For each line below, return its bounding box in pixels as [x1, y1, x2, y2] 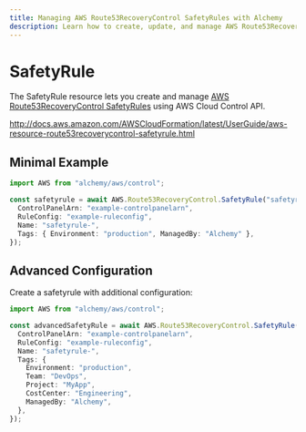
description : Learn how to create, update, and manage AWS [9, 22, 239, 31]
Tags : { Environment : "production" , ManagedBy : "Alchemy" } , [17, 229, 255, 238]
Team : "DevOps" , [25, 372, 88, 381]
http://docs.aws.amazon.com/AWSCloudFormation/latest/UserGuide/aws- [9, 118, 288, 129]
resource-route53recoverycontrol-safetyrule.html [9, 129, 196, 139]
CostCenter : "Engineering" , [25, 389, 132, 398]
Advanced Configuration [9, 262, 153, 278]
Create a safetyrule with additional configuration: [9, 287, 193, 298]
